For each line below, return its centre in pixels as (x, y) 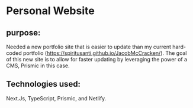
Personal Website (50, 11)
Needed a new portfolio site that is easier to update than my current (89, 47)
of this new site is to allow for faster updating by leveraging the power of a (97, 59)
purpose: (23, 33)
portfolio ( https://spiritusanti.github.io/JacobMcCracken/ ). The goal (105, 53)
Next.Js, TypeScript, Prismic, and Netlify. (56, 98)
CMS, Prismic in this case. (38, 66)
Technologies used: (44, 84)
